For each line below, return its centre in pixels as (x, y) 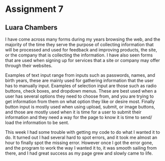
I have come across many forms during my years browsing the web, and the (83, 39)
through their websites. (29, 66)
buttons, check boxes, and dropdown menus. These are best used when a (81, 91)
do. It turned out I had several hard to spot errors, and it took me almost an (81, 137)
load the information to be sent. (37, 123)
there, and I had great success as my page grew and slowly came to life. (79, 153)
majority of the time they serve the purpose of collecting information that (80, 45)
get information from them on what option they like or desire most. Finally (80, 102)
